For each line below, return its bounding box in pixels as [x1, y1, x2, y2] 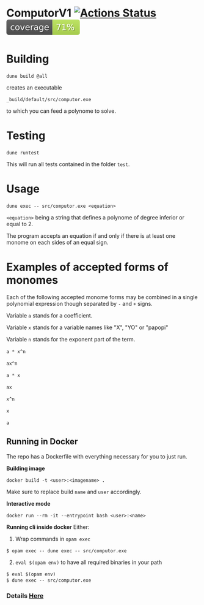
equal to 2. [6, 221, 34, 227]
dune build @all [6, 74, 48, 80]
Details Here [6, 592, 44, 600]
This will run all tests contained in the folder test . [6, 161, 130, 168]
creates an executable [6, 84, 62, 91]
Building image [6, 465, 45, 472]
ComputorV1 [6, 6, 72, 20]
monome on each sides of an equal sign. [6, 239, 109, 246]
